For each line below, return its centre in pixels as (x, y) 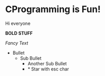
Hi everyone (18, 23)
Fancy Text (17, 43)
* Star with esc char (48, 69)
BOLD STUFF (19, 33)
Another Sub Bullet (47, 63)
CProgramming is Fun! (53, 9)
